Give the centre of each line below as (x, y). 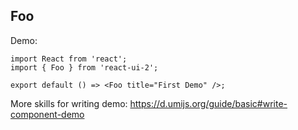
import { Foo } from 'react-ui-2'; (84, 67)
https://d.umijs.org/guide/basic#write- (208, 103)
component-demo (47, 114)
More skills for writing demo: (69, 103)
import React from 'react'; (69, 59)
